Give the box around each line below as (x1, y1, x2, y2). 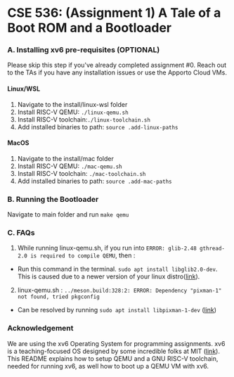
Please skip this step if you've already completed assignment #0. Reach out (7, 61, 227, 70)
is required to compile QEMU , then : (30, 251, 136, 260)
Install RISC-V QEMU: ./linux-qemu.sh (17, 108, 129, 116)
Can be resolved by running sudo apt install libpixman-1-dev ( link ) (17, 306, 216, 314)
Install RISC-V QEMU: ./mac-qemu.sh (17, 162, 122, 170)
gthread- (199, 245, 225, 253)
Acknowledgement (7, 324, 74, 333)
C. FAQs (7, 228, 35, 238)
